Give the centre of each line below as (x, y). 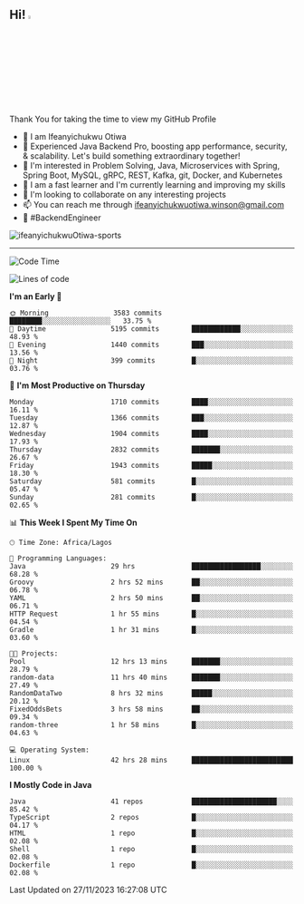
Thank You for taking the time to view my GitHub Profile (113, 119)
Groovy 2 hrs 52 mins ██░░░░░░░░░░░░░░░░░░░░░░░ (152, 582)
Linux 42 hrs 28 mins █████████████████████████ (152, 760)
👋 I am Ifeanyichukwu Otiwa (74, 136)
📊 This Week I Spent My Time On (73, 522)
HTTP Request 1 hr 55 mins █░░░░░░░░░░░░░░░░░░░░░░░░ (152, 614)
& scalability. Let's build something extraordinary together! (131, 156)
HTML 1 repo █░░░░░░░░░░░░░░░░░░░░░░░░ (152, 833)
